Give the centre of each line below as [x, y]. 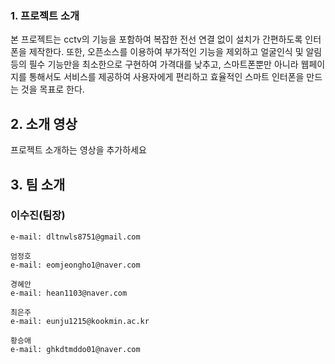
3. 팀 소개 [38, 184]
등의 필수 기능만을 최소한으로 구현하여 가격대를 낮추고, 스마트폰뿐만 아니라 [154, 64]
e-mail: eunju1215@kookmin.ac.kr [80, 321]
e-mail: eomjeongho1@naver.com [75, 265]
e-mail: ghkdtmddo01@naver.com [75, 349]
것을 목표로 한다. [52, 89]
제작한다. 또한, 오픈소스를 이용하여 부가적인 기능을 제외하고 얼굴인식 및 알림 [175, 52]
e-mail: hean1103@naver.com [69, 293]
